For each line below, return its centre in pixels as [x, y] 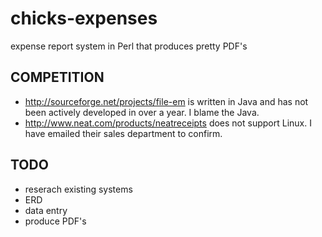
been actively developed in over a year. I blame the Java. [142, 112]
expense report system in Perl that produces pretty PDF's [129, 46]
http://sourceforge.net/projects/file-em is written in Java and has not [166, 101]
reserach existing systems [78, 189]
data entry [46, 210]
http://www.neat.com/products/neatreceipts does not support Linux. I [168, 123]
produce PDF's [55, 221]
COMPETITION [57, 77]
